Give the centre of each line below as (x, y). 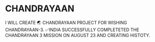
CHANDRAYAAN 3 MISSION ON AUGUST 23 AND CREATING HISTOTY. (78, 35)
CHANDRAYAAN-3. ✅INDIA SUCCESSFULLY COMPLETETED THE (72, 30)
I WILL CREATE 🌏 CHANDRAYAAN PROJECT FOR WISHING (66, 22)
